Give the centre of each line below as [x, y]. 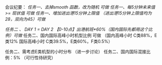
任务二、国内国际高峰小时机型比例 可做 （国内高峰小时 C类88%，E [90, 35]
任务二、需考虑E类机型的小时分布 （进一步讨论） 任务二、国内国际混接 [76, 52]
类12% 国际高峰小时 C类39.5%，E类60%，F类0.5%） [59, 41]
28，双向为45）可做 [25, 19]
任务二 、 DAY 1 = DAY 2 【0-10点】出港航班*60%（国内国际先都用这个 [77, 29]
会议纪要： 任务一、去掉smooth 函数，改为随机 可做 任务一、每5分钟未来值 [80, 7]
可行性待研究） [41, 58]
